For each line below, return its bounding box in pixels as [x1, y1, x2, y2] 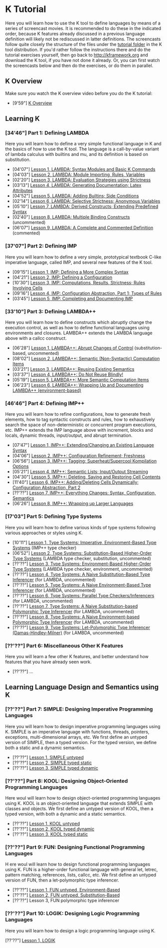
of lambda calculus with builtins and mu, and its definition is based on [5, 151, 149, 157]
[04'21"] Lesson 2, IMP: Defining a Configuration [12, 274, 113, 280]
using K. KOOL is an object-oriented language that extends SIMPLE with [5, 800, 153, 806]
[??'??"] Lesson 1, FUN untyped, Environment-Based [12, 887, 121, 893]
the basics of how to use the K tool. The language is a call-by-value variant [5, 146, 160, 152]
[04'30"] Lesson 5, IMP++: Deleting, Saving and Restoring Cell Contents [12, 474, 161, 480]
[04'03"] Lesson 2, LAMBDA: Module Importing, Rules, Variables [12, 171, 146, 178]
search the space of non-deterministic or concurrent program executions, [5, 422, 157, 428]
